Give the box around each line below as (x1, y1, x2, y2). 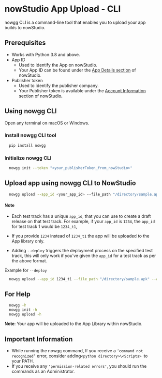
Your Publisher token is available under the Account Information (18, 87, 146, 93)
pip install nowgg (9, 143, 46, 148)
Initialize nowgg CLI (4, 155, 52, 161)
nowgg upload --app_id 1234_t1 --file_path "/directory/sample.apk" (9, 276, 150, 281)
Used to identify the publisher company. (18, 83, 99, 88)
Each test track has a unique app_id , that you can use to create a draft (11, 213, 151, 219)
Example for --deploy (4, 267, 47, 273)
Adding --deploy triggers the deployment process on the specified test (11, 247, 153, 253)
